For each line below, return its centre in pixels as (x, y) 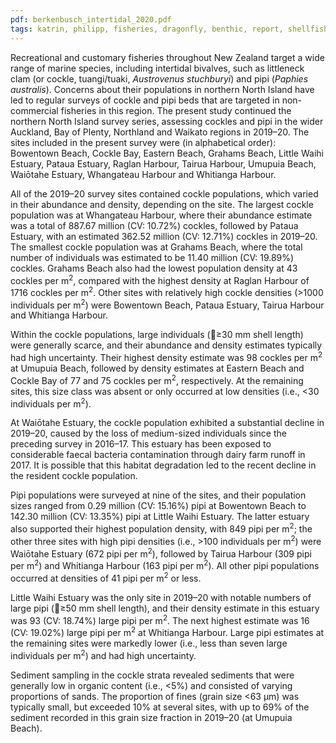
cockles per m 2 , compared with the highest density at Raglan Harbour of (160, 279)
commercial (34, 110)
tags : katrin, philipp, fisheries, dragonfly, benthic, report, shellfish (169, 29)
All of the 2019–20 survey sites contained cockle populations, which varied (164, 193)
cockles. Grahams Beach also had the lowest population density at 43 (154, 268)
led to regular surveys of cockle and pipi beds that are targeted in (145, 100)
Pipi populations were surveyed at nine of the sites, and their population (158, 495)
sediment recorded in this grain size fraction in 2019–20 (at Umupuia (151, 717)
